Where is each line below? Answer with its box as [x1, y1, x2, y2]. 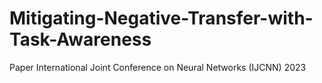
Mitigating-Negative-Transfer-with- [9, 7, 314, 30]
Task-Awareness [9, 28, 152, 51]
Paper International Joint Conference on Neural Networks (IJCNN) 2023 [9, 61, 307, 73]
